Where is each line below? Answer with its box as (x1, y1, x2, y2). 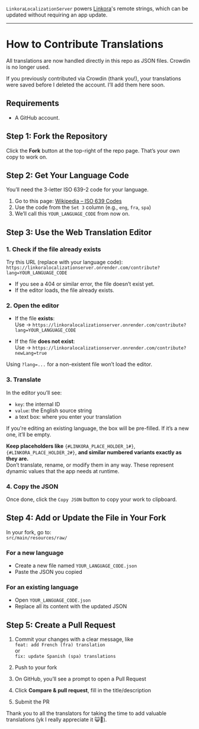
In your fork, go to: (6, 528, 52, 535)
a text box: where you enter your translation (14, 413, 121, 420)
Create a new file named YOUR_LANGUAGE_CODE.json (14, 562, 137, 569)
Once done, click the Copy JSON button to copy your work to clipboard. (6, 496, 177, 503)
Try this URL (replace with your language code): (6, 259, 123, 266)
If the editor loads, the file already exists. (14, 287, 114, 294)
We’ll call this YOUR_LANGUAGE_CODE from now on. (14, 210, 130, 217)
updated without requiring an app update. (6, 11, 108, 18)
